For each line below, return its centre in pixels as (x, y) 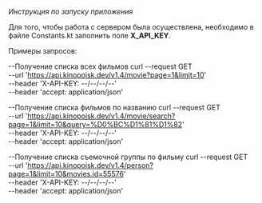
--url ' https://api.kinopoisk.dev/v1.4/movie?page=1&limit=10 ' (107, 75)
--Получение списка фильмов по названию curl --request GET (115, 107)
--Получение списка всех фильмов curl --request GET (101, 66)
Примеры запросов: (43, 51)
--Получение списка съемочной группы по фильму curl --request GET (128, 157)
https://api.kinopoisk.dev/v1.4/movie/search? (101, 116)
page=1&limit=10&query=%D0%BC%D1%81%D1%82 (95, 124)
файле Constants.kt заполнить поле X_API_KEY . (90, 36)
